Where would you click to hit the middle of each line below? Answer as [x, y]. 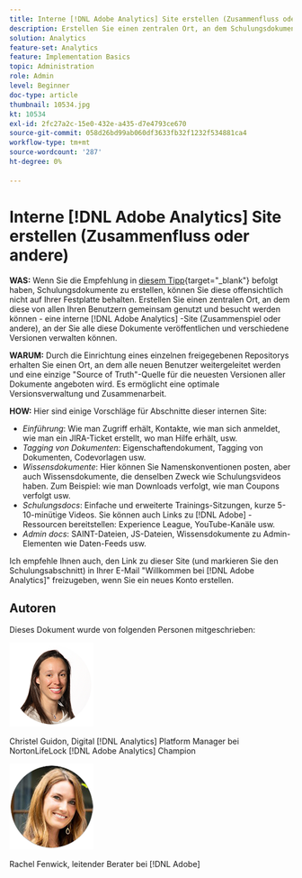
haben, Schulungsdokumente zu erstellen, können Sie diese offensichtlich [146, 289]
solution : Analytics [48, 38]
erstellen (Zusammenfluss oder [129, 236]
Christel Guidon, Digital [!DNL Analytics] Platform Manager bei [124, 741]
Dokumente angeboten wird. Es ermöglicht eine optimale [115, 384]
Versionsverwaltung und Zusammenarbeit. [88, 393]
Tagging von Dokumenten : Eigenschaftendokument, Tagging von [142, 447]
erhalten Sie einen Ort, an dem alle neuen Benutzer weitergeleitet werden [145, 364]
